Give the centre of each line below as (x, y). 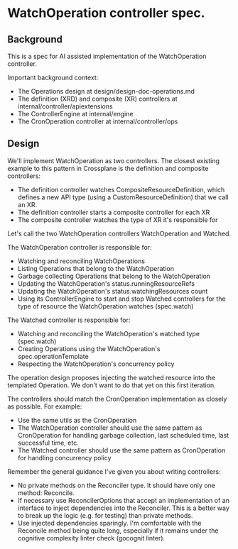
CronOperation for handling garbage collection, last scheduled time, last (123, 435)
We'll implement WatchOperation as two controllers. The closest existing (114, 160)
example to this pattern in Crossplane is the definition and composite (108, 168)
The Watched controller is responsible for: (69, 320)
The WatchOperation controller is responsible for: (80, 247)
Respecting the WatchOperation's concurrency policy (96, 364)
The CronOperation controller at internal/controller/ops (98, 121)
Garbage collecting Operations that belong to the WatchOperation (114, 276)
